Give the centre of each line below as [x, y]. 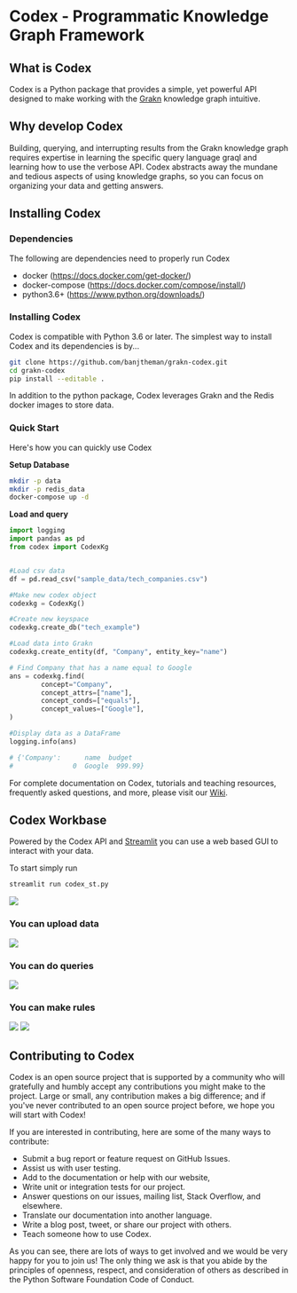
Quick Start [34, 428]
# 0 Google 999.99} [77, 766]
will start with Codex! [47, 1115]
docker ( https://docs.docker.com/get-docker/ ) [107, 275]
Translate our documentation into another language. [117, 1215]
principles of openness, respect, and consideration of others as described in [149, 1270]
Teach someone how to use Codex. [87, 1234]
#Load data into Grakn [51, 644]
